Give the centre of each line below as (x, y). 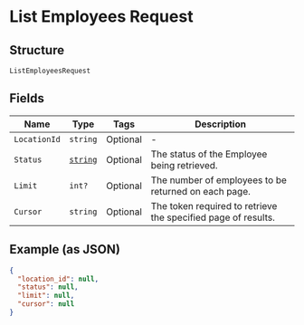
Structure (37, 50)
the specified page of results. (213, 217)
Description (220, 124)
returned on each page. (201, 191)
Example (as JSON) (65, 249)
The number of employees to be (219, 180)
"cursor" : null (46, 304)
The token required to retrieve (214, 206)
